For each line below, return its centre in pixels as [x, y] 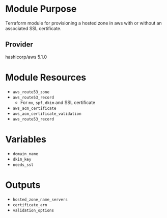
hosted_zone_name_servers [40, 200]
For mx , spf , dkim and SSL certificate [58, 102]
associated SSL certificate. [34, 28]
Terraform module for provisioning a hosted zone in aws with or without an [83, 23]
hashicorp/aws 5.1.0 [26, 57]
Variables [26, 139]
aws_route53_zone [31, 92]
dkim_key [22, 159]
